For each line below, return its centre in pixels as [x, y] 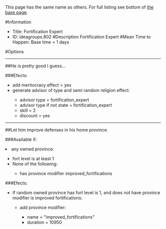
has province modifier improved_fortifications [66, 173]
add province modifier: [43, 207]
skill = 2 [28, 110]
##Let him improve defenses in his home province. [57, 130]
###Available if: [21, 139]
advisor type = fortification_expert [54, 100]
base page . [17, 12]
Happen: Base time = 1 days [41, 42]
